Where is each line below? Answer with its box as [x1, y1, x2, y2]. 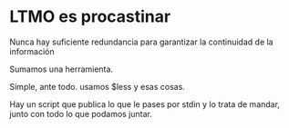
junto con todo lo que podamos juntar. [9, 108, 152, 119]
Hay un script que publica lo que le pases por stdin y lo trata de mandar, [9, 98, 281, 110]
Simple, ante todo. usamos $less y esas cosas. [9, 81, 185, 92]
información [9, 45, 55, 56]
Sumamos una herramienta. [9, 64, 114, 74]
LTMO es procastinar [9, 6, 171, 27]
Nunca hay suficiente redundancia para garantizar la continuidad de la [9, 36, 274, 47]
